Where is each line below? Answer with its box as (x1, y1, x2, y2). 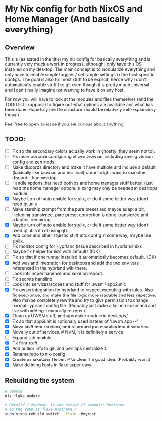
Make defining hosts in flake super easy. (12, 362, 93, 368)
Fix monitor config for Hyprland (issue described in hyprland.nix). (12, 243, 143, 249)
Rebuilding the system (5, 376, 74, 385)
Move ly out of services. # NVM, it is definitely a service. (12, 329, 125, 335)
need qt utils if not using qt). (12, 228, 69, 234)
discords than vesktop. (12, 175, 58, 180)
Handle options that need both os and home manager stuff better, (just (12, 180, 153, 186)
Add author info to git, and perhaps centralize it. (12, 345, 108, 352)
